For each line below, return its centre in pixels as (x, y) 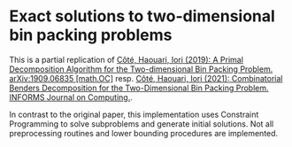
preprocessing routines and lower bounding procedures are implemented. (144, 133)
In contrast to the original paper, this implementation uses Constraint (134, 114)
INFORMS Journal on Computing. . (71, 97)
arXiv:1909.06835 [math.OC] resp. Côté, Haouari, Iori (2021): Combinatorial (146, 78)
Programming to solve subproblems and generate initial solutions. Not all (142, 124)
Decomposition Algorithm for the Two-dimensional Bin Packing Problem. (141, 69)
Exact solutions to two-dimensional (142, 16)
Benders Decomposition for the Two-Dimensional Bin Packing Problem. (139, 88)
